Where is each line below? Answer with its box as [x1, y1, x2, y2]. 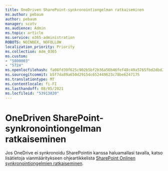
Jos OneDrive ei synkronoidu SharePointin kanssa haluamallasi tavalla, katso [5, 150, 163, 156]
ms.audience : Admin [5, 26, 46, 31]
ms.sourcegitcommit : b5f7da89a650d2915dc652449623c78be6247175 [5, 72, 140, 77]
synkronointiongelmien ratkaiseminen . [5, 161, 84, 167]
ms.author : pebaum [5, 12, 43, 17]
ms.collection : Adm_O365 [5, 49, 57, 54]
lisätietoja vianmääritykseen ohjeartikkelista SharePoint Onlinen [5, 155, 136, 161]
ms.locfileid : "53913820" [5, 91, 59, 96]
